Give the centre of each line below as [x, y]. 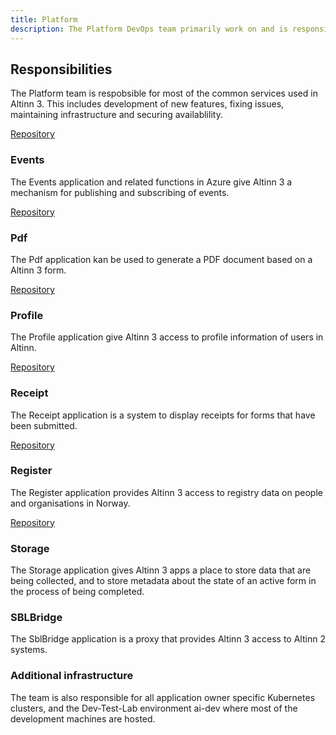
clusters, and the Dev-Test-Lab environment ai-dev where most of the [154, 708]
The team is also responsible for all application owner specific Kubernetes [163, 697]
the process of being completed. [77, 592]
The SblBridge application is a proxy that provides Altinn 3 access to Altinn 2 [168, 639]
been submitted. [44, 425]
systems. [29, 650]
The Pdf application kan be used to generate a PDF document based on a [161, 259]
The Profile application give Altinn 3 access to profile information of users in [167, 337]
